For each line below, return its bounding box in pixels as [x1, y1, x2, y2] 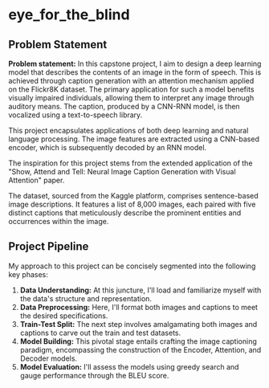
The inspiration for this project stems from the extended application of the [8, 158, 253, 168]
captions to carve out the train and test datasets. [19, 328, 181, 337]
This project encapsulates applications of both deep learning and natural [8, 126, 249, 135]
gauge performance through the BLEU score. [19, 370, 169, 380]
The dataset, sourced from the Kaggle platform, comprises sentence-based [8, 191, 259, 200]
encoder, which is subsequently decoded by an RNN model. [8, 143, 207, 152]
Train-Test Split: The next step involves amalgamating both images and [19, 319, 258, 329]
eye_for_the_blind [8, 6, 130, 24]
